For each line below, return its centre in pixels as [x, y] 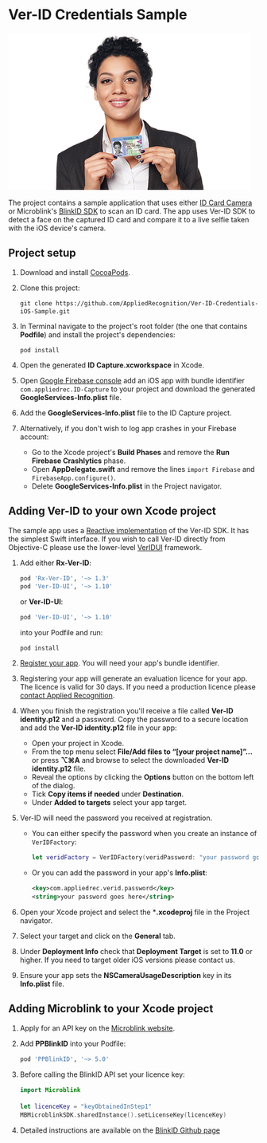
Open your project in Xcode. [78, 744]
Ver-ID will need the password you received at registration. [116, 818]
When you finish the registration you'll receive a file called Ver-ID [126, 711]
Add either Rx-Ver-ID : [56, 563]
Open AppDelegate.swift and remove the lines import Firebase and [143, 469]
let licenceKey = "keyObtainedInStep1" [86, 1107]
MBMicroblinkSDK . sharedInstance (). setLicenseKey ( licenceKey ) [123, 1115]
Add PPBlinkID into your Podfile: [73, 1043]
